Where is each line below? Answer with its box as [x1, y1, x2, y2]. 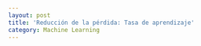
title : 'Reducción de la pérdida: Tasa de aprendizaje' [8, 19, 195, 27]
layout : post [8, 11, 51, 19]
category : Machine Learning [8, 26, 100, 34]
